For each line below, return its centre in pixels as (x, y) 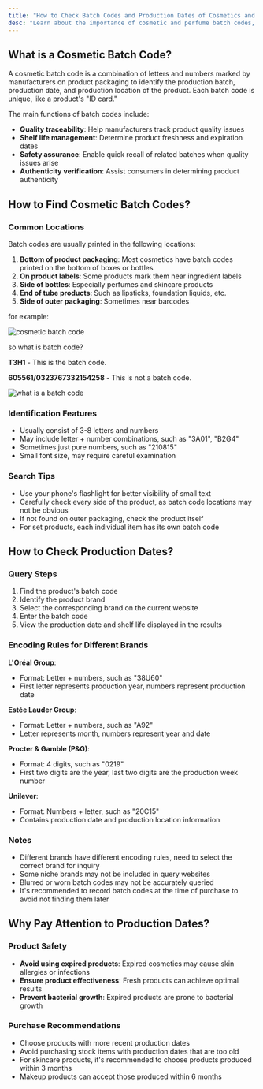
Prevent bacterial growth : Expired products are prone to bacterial (126, 997)
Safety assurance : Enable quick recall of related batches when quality (134, 155)
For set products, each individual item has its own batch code (119, 527)
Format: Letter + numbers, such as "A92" (86, 725)
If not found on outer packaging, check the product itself (111, 518)
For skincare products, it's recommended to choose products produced (135, 1059)
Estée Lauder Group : (43, 710)
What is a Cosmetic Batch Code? (90, 55)
